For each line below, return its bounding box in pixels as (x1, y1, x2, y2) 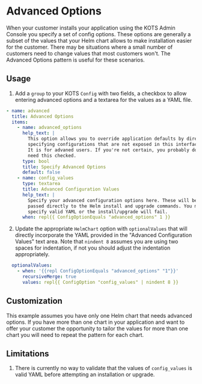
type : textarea (22, 181, 61, 187)
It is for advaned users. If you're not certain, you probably (28, 146, 189, 153)
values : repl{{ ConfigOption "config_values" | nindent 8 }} (22, 279, 179, 285)
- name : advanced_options (17, 125, 82, 131)
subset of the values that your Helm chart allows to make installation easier (6, 37, 192, 44)
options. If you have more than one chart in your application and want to (6, 318, 185, 326)
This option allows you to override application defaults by (28, 136, 185, 142)
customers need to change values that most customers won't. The (6, 49, 171, 57)
